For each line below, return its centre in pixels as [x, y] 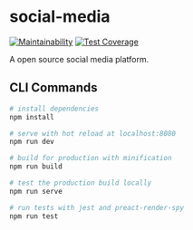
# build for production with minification [91, 158]
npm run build [36, 167]
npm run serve [36, 191]
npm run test [34, 216]
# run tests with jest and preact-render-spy [96, 207]
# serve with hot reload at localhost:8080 [93, 133]
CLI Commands [53, 88]
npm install [32, 117]
